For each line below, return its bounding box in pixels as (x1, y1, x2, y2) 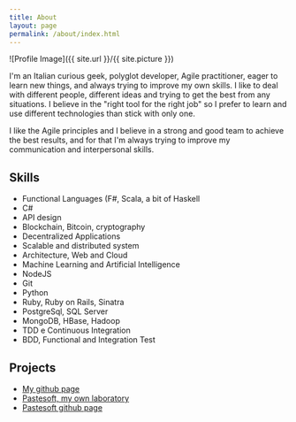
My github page (21, 384, 80, 394)
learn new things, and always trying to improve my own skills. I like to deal (9, 81, 278, 91)
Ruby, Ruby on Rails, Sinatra (21, 297, 125, 308)
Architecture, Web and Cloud (21, 249, 128, 261)
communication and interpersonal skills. (9, 144, 155, 155)
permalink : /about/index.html (9, 29, 121, 38)
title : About (9, 12, 57, 22)
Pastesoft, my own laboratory (21, 393, 130, 403)
